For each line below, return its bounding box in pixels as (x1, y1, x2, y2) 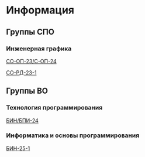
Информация (6, 4, 75, 17)
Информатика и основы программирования (6, 131, 140, 139)
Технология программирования (6, 104, 103, 112)
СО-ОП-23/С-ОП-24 (6, 57, 57, 64)
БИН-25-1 (6, 145, 30, 152)
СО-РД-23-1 (6, 69, 37, 76)
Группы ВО (6, 86, 49, 96)
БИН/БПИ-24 (6, 117, 39, 124)
